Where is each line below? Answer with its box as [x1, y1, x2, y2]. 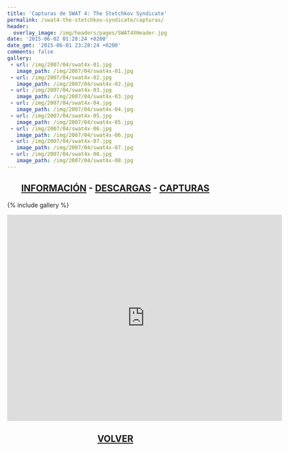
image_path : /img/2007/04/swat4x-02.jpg [16, 80, 134, 87]
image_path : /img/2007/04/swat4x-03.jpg [16, 93, 134, 100]
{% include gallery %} [7, 201, 70, 209]
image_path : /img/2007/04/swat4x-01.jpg [16, 67, 134, 74]
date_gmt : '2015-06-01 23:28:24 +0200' [7, 42, 122, 49]
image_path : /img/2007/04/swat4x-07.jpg [16, 144, 134, 151]
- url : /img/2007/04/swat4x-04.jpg [10, 100, 112, 107]
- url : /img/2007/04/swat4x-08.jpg [10, 151, 112, 158]
